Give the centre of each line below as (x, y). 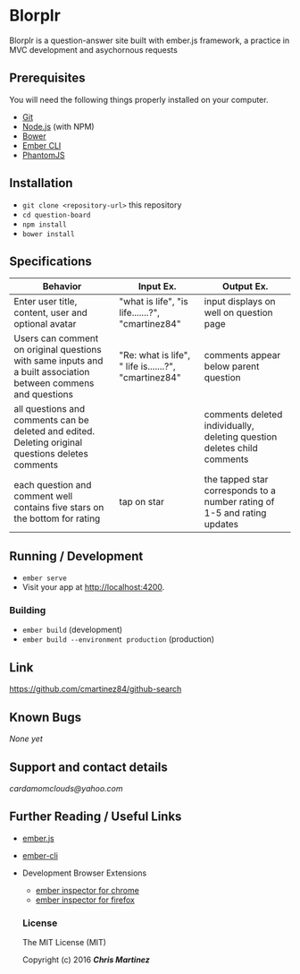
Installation (41, 183)
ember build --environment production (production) (118, 639)
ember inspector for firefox (85, 900)
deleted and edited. (54, 431)
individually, (229, 426)
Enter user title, (46, 302)
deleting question (241, 437)
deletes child (231, 449)
